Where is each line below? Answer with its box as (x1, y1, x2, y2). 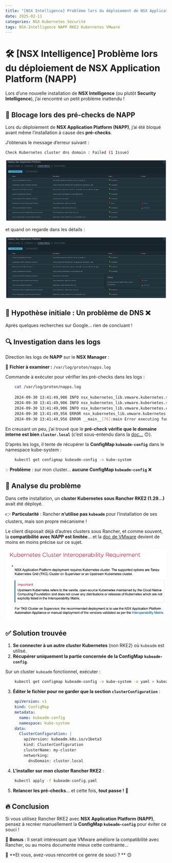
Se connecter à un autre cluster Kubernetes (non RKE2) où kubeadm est (12, 643, 165, 649)
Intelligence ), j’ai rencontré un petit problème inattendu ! (5, 96, 125, 102)
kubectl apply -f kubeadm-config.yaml (14, 778, 97, 783)
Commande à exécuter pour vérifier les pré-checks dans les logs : (5, 373, 145, 380)
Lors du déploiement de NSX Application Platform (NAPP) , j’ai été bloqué (5, 124, 161, 130)
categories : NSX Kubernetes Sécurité (5, 19, 86, 24)
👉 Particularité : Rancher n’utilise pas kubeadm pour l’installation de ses (5, 511, 158, 517)
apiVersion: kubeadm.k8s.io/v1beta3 (24, 737, 102, 742)
